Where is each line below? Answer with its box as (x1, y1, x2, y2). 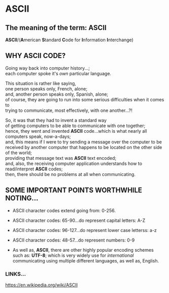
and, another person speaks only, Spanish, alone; (5, 91, 109, 97)
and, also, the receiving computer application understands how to (5, 160, 143, 166)
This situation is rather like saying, (5, 80, 76, 86)
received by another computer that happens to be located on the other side (5, 144, 162, 150)
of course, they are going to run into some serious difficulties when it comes (5, 96, 164, 102)
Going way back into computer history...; (5, 65, 90, 71)
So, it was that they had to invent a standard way (5, 117, 107, 123)
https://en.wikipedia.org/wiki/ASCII (5, 282, 78, 288)
